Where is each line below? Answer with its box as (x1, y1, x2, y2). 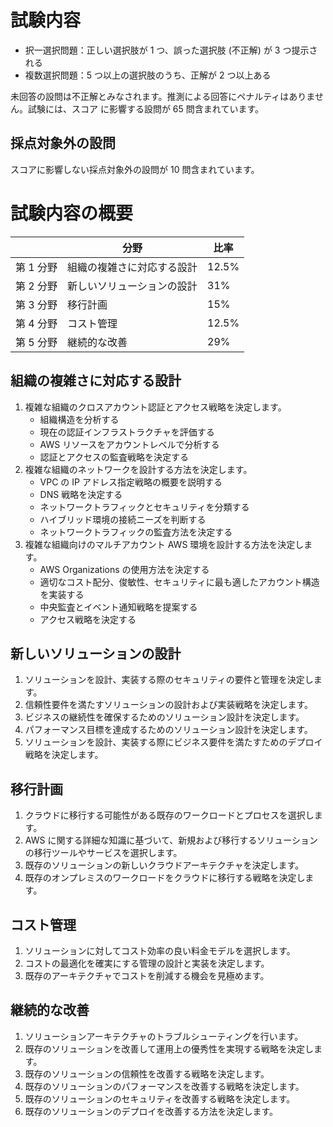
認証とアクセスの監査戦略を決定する (39, 451, 189, 463)
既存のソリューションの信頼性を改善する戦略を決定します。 (24, 1067, 270, 1080)
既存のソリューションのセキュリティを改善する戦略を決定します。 (24, 1092, 296, 1105)
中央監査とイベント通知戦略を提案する (39, 601, 198, 613)
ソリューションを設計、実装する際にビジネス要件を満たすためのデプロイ (24, 736, 323, 748)
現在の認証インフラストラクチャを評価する (39, 426, 215, 438)
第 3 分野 (15, 297, 58, 311)
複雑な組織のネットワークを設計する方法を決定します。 (24, 463, 253, 475)
